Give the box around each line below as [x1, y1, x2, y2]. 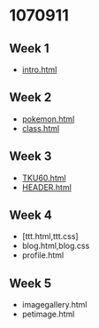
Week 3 [9, 148, 52, 164]
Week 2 [9, 90, 52, 105]
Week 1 [9, 41, 49, 56]
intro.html [21, 64, 57, 75]
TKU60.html [21, 172, 66, 183]
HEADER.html [21, 181, 72, 192]
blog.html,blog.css [21, 241, 90, 252]
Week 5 [9, 276, 51, 291]
